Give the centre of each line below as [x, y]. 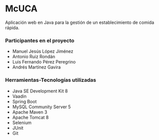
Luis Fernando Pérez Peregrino [44, 62]
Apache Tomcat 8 [30, 117]
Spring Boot [25, 101]
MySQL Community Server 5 [41, 107]
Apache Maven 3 [30, 112]
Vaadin [19, 96]
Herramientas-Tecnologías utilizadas [51, 80]
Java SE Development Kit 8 [40, 91]
